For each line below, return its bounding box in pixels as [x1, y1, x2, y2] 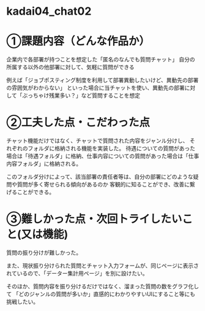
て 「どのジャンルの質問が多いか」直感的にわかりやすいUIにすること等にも [6, 290, 196, 298]
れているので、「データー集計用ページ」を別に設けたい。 [6, 270, 148, 277]
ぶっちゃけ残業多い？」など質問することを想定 [22, 92, 141, 99]
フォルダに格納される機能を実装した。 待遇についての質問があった [27, 145, 196, 152]
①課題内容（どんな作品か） [6, 34, 150, 48]
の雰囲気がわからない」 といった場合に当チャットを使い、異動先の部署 [6, 84, 185, 91]
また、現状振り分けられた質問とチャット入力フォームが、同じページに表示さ [6, 262, 199, 269]
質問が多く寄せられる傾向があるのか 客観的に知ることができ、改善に [17, 181, 190, 188]
